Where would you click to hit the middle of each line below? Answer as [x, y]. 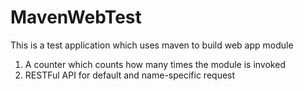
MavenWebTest [76, 17]
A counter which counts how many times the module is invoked [155, 64]
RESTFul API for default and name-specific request [130, 75]
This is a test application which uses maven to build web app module [152, 45]
